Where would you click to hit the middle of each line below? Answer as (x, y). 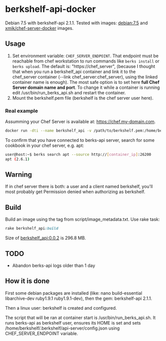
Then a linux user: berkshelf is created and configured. (61, 308)
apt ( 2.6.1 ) (17, 159)
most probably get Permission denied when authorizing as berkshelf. (75, 192)
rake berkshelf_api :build (32, 229)
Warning (19, 175)
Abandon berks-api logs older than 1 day (54, 265)
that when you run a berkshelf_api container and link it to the (74, 71)
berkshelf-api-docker (51, 9)
